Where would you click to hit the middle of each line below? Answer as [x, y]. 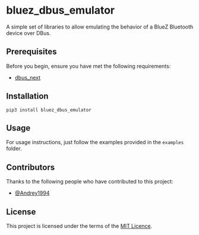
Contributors [31, 167]
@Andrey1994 [32, 193]
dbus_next [28, 77]
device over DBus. [29, 33]
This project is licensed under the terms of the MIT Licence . [79, 226]
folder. [14, 148]
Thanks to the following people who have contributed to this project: [90, 182]
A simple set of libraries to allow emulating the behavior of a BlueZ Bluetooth [100, 27]
